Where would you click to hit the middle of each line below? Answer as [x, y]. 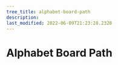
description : [23, 17]
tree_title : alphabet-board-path [48, 12]
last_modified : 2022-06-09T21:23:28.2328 [59, 23]
